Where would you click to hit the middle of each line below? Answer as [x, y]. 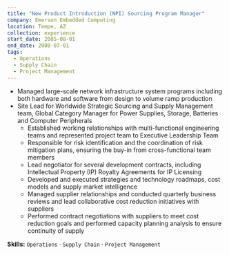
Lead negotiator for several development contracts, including [114, 164]
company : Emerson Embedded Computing [61, 20]
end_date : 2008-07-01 [38, 46]
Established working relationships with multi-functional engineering [123, 128]
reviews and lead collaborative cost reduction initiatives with [113, 201]
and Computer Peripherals [54, 120]
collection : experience [41, 33]
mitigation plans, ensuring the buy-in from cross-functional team [119, 150]
